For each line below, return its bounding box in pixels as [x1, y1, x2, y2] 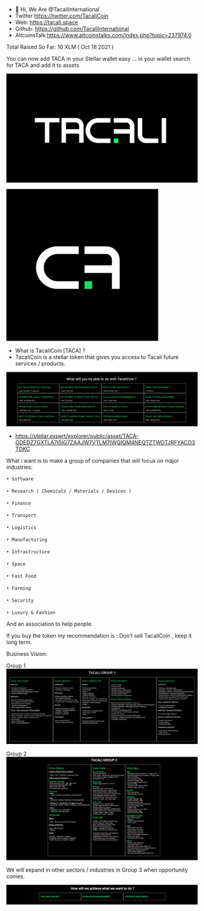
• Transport [6, 513, 36, 519]
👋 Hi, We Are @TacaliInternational [15, 6, 100, 13]
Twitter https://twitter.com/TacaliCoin [15, 12, 109, 19]
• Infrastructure [6, 549, 50, 555]
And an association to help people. [6, 620, 93, 628]
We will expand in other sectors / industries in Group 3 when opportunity [6, 866, 188, 873]
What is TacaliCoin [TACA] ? [15, 347, 86, 355]
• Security [6, 598, 34, 604]
